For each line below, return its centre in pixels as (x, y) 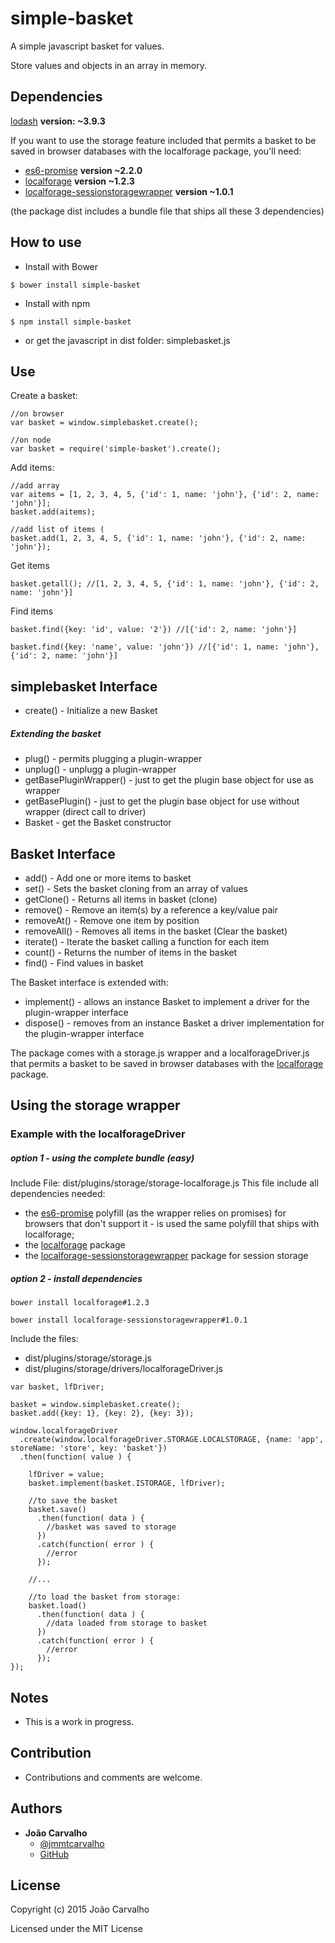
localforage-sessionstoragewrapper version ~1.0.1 (129, 191)
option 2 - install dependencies (76, 1278)
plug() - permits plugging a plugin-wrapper (113, 759)
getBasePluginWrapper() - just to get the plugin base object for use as (169, 780)
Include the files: (44, 1339)
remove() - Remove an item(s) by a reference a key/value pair (151, 909)
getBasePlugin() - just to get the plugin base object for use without (162, 801)
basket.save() (57, 1510)
